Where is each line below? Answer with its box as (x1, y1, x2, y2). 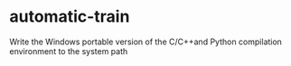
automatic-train (9, 6, 130, 27)
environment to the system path (9, 45, 128, 56)
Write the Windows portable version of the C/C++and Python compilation (9, 36, 283, 47)
